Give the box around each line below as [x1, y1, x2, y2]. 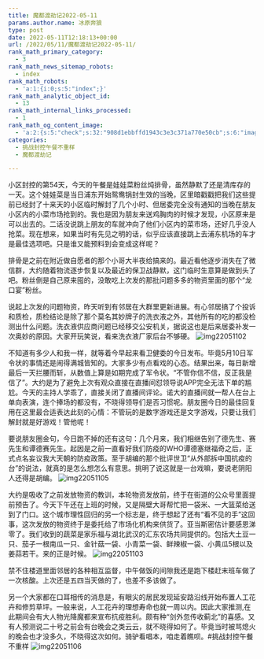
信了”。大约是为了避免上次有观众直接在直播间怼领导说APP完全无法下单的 [8, 378, 245, 387]
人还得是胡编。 [8, 473, 57, 483]
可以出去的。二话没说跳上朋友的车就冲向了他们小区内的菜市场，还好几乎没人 [8, 220, 256, 229]
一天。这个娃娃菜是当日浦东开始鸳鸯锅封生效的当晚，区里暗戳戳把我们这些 [8, 190, 249, 199]
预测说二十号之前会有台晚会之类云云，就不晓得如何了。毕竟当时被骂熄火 [21, 622, 256, 631]
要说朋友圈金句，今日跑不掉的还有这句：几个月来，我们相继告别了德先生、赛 [8, 434, 256, 443]
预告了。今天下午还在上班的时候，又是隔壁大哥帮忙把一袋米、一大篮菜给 [14, 500, 249, 509]
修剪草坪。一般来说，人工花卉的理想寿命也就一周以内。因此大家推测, [21, 602, 245, 612]
